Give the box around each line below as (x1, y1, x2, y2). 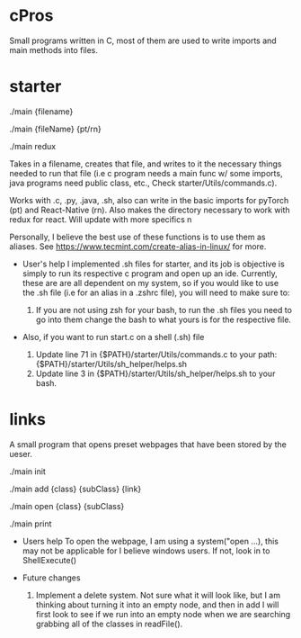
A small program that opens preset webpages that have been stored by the (9, 438, 288, 450)
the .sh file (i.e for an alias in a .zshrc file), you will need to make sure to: (22, 287, 290, 298)
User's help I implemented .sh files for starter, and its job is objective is (22, 258, 285, 269)
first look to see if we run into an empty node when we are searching (35, 608, 291, 619)
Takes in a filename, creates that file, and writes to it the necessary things (9, 158, 282, 169)
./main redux (9, 140, 57, 151)
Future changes (22, 572, 81, 583)
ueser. (9, 448, 33, 459)
